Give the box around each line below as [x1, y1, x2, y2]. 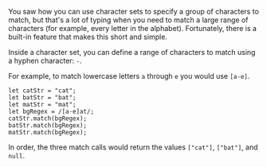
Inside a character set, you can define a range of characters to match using [8, 48, 256, 56]
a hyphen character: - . [8, 56, 82, 65]
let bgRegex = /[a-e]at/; [8, 107, 94, 115]
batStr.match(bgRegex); [8, 122, 88, 130]
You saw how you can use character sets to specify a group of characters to [8, 7, 259, 16]
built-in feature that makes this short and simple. [8, 32, 167, 41]
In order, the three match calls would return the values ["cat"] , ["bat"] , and [8, 142, 258, 152]
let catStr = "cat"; [8, 87, 77, 95]
